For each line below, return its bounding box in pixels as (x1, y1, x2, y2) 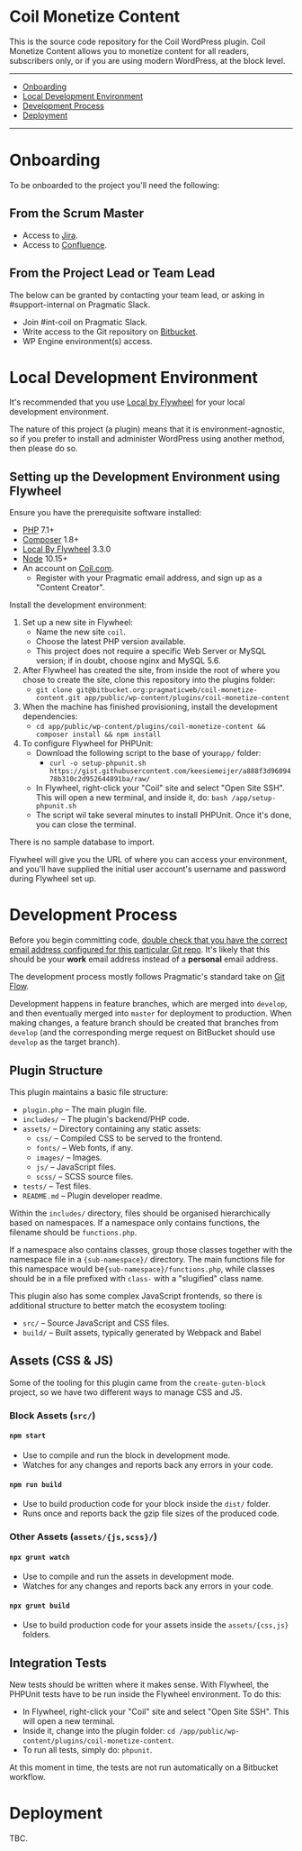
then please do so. (9, 443, 78, 454)
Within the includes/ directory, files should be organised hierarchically (9, 1208, 271, 1218)
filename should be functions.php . (9, 1227, 138, 1237)
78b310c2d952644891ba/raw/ (49, 775, 151, 784)
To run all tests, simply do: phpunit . (22, 1745, 153, 1755)
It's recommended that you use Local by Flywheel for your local (9, 397, 245, 407)
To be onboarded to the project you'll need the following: (9, 179, 220, 190)
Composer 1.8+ (22, 534, 79, 545)
